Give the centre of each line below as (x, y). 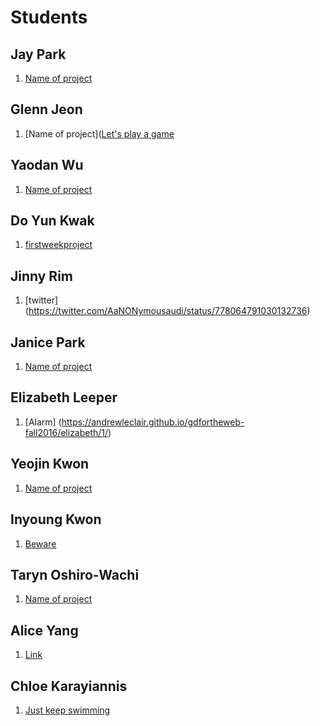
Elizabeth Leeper (64, 397)
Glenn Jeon (46, 109)
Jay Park (38, 54)
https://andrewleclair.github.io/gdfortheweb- (153, 422)
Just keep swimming (67, 710)
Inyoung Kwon (56, 519)
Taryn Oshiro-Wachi (75, 574)
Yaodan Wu (47, 165)
